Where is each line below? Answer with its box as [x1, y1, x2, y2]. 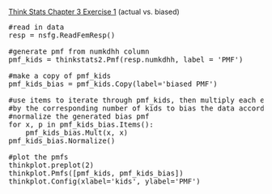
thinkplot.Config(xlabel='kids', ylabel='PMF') [8, 177, 201, 186]
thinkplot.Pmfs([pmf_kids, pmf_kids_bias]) [8, 169, 184, 178]
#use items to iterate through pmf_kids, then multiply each [8, 96, 257, 105]
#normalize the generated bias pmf [8, 112, 150, 121]
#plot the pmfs [8, 153, 69, 162]
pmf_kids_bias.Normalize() [8, 136, 116, 145]
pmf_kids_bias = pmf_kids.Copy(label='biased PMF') [8, 80, 219, 88]
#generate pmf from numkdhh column [8, 47, 150, 56]
